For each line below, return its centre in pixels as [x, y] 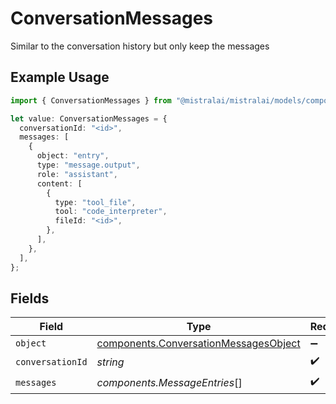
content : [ [59, 183]
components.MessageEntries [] [169, 382]
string [110, 362]
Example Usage [60, 77]
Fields [30, 298]
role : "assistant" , [77, 174]
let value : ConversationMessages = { [89, 118]
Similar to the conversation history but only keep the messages [140, 46]
